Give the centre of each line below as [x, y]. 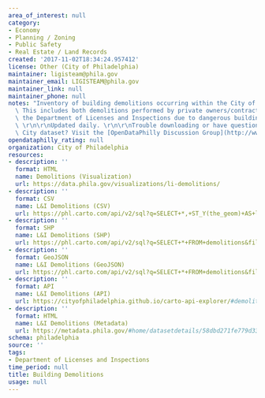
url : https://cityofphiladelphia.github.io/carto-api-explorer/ [123, 301]
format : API [35, 287]
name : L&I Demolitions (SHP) [63, 236]
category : [24, 23]
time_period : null [38, 367]
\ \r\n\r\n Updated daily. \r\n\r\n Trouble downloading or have [121, 125]
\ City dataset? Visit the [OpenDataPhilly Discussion [107, 132]
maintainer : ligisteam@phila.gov [63, 74]
